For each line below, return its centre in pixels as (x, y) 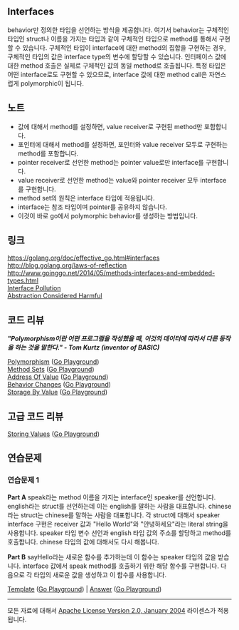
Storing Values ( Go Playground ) (54, 434)
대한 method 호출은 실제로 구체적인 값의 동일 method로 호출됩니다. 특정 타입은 (117, 65)
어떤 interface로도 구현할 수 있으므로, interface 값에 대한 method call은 (107, 74)
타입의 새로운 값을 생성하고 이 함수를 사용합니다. (100, 574)
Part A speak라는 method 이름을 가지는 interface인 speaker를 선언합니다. (112, 497)
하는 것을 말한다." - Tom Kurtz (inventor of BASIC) (87, 347)
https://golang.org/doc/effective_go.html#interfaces (84, 258)
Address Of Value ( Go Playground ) (58, 377)
